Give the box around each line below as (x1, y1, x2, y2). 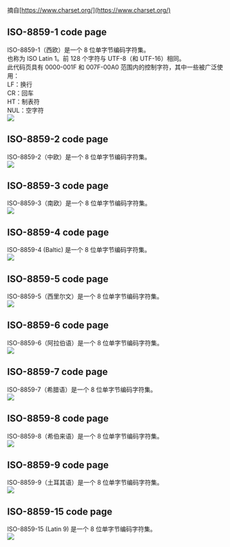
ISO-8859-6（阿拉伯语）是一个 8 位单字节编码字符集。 (7, 338, 163, 347)
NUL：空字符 (7, 106, 44, 114)
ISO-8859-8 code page (7, 413, 109, 425)
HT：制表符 (7, 97, 40, 106)
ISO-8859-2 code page (7, 133, 109, 145)
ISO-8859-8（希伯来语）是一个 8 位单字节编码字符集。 (7, 432, 163, 440)
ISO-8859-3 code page (7, 180, 109, 192)
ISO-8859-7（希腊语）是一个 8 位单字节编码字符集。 (7, 385, 157, 394)
